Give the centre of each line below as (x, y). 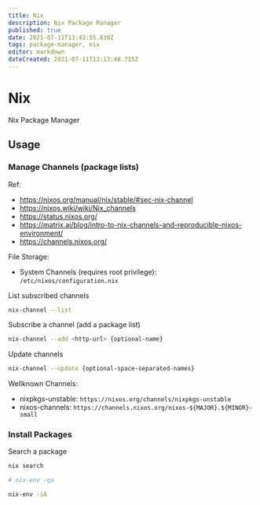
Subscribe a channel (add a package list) (75, 325)
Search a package (38, 452)
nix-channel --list (40, 310)
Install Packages (40, 435)
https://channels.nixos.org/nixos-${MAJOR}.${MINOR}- (163, 408)
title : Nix (26, 15)
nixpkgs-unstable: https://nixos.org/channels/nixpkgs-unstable (125, 399)
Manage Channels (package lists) (73, 168)
